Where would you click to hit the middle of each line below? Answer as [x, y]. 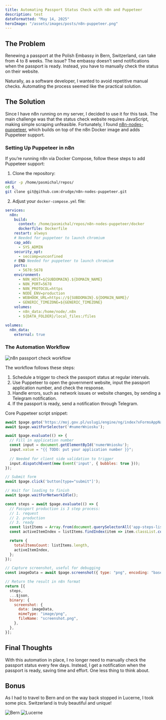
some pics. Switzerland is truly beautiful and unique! [59, 703]
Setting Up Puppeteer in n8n [40, 148]
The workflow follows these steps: [40, 367]
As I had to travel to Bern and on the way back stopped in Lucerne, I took [80, 698]
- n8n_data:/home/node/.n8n [47, 312]
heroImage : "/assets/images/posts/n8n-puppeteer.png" [62, 24]
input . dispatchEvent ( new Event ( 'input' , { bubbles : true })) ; [75, 463]
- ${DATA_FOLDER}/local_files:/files [57, 316]
